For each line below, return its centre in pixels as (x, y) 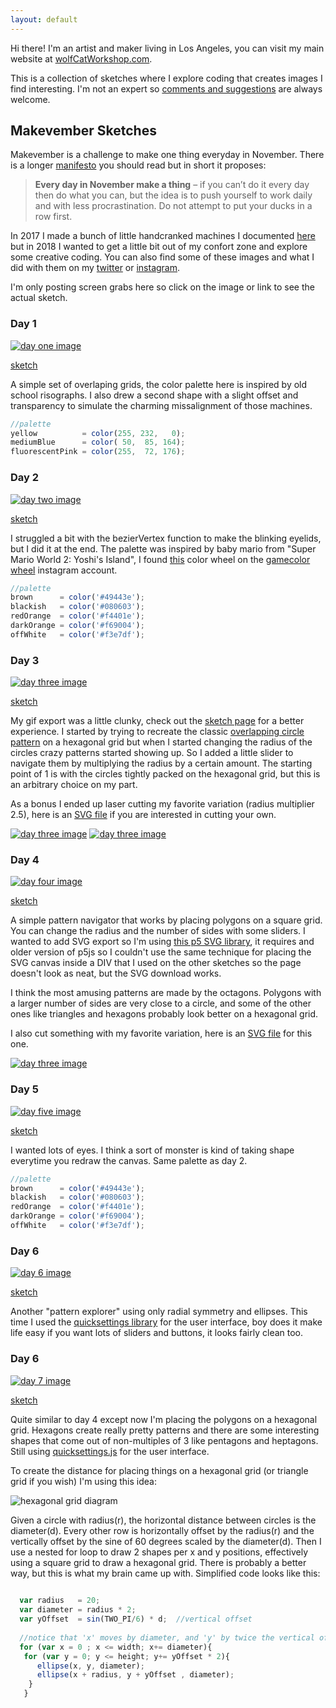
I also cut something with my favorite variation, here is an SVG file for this (161, 1033)
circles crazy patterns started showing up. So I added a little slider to (152, 753)
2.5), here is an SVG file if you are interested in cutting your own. (143, 815)
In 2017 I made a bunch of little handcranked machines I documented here (163, 236)
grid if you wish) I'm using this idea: (83, 1481)
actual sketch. (39, 298)
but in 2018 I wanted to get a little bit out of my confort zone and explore (159, 247)
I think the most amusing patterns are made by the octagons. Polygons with (166, 993)
